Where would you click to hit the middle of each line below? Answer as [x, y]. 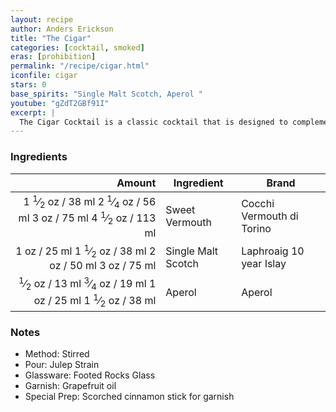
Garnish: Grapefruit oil [70, 386]
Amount [136, 183]
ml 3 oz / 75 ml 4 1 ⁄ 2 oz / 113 [87, 218]
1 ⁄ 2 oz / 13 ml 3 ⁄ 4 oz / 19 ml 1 [87, 284]
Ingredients [39, 157]
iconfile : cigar [44, 76]
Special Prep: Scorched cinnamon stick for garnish [129, 397]
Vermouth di [270, 216]
